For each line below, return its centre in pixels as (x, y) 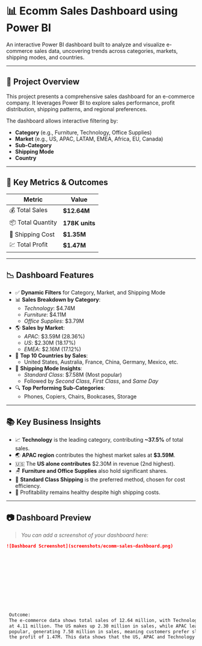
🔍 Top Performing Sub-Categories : (60, 388)
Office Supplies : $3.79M (54, 321)
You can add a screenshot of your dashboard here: (84, 535)
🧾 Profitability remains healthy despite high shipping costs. (87, 492)
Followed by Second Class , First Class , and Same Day (91, 381)
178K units (79, 224)
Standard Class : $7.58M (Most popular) (73, 375)
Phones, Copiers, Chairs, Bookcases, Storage (80, 397)
